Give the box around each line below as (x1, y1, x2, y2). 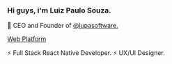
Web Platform (7, 35, 47, 43)
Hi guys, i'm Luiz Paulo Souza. (7, 6, 111, 15)
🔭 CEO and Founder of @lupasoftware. (7, 22, 118, 30)
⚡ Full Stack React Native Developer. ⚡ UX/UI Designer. (7, 49, 165, 57)
